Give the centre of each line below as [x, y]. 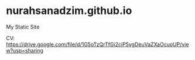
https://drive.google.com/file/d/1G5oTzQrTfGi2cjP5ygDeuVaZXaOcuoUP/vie [97, 44]
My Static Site [23, 27]
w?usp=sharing [25, 50]
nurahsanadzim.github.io [69, 11]
